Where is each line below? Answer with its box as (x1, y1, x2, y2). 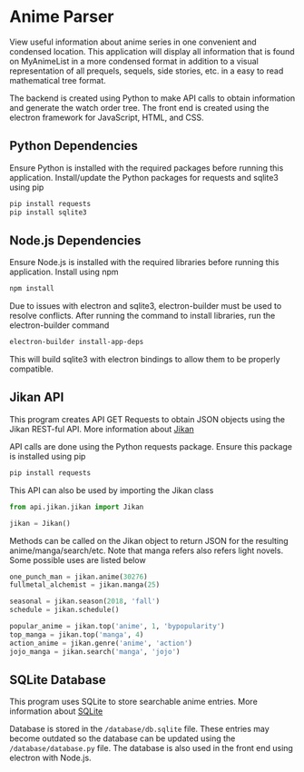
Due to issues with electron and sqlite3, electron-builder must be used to (9, 301, 282, 312)
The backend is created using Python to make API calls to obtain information (9, 93, 296, 104)
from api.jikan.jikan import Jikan (9, 502, 144, 511)
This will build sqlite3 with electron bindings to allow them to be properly (9, 354, 280, 365)
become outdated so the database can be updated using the (9, 733, 236, 744)
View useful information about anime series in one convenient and (9, 36, 257, 47)
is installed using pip (9, 450, 86, 461)
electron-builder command (9, 320, 110, 331)
